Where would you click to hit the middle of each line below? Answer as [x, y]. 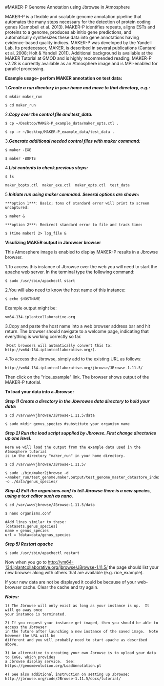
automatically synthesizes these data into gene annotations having [72, 37]
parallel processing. [25, 69]
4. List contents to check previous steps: [47, 168]
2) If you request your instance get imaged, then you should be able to [82, 623]
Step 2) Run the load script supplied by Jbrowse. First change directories [81, 433]
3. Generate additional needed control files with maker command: [73, 141]
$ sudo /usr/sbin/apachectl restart [42, 553]
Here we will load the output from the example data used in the [73, 447]
